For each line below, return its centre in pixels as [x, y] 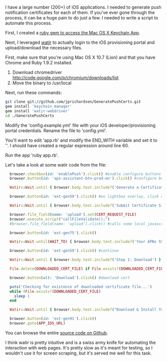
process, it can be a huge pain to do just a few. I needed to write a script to [82, 18]
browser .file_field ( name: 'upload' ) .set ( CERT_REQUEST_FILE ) [73, 214]
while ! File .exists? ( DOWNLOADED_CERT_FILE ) [55, 291]
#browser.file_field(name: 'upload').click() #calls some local [78, 224]
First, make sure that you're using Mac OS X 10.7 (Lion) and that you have [80, 57]
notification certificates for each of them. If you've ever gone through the [80, 12]
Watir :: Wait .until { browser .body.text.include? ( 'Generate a [74, 187]
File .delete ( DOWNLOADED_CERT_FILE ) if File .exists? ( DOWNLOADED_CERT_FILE [87, 269]
